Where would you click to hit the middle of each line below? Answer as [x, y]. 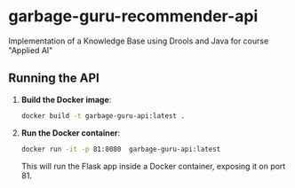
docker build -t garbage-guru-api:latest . [103, 116]
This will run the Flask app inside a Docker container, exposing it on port [153, 166]
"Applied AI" [31, 50]
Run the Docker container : [71, 133]
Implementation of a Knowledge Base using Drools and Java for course [139, 41]
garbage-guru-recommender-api [133, 16]
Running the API [54, 78]
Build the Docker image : [66, 99]
